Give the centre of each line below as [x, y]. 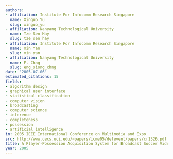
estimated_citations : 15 [32, 77]
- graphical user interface [36, 91]
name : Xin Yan [25, 48]
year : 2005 [17, 148]
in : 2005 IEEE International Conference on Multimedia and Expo [76, 134]
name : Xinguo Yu [27, 19]
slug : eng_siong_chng [33, 67]
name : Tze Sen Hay [30, 34]
